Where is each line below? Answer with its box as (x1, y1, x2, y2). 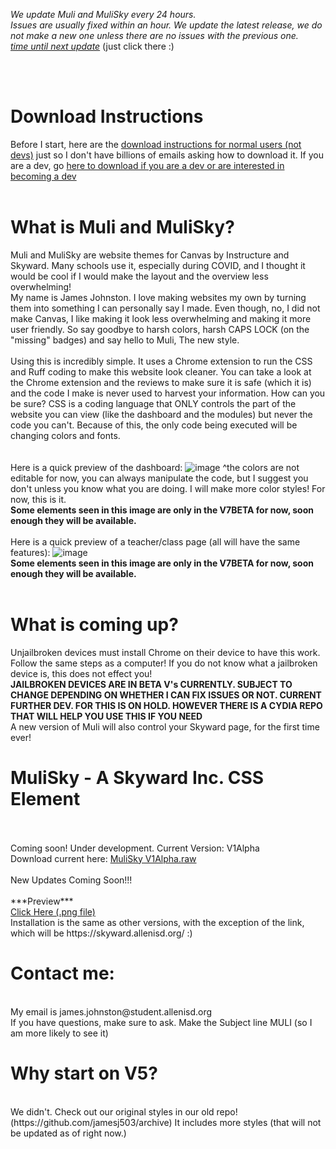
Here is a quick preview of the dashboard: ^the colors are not (10, 461, 300, 473)
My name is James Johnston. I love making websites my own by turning (10, 291, 307, 303)
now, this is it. (10, 493, 67, 505)
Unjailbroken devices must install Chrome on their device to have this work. (10, 646, 321, 658)
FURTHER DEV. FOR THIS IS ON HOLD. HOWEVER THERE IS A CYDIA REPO (10, 699, 323, 711)
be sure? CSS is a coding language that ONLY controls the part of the (10, 397, 297, 409)
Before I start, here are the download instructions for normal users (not (10, 138, 302, 150)
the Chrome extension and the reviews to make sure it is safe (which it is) (10, 376, 312, 388)
